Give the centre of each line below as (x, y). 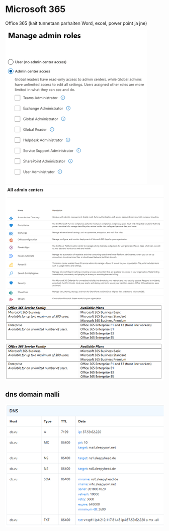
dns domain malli (32, 394)
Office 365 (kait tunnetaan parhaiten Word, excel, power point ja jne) (76, 23)
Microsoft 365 (35, 9)
